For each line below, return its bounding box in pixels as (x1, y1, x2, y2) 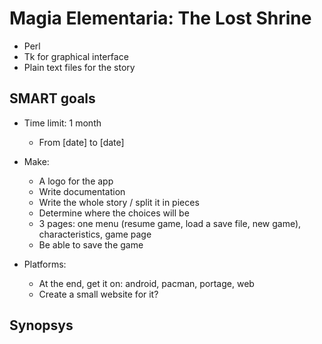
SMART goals (9, 90, 96, 107)
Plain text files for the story (23, 61, 136, 73)
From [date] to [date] (38, 136, 125, 148)
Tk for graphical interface (23, 50, 129, 62)
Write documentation (38, 185, 126, 197)
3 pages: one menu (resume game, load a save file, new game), (38, 217, 302, 229)
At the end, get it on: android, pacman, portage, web (38, 277, 255, 289)
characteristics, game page (38, 228, 152, 240)
